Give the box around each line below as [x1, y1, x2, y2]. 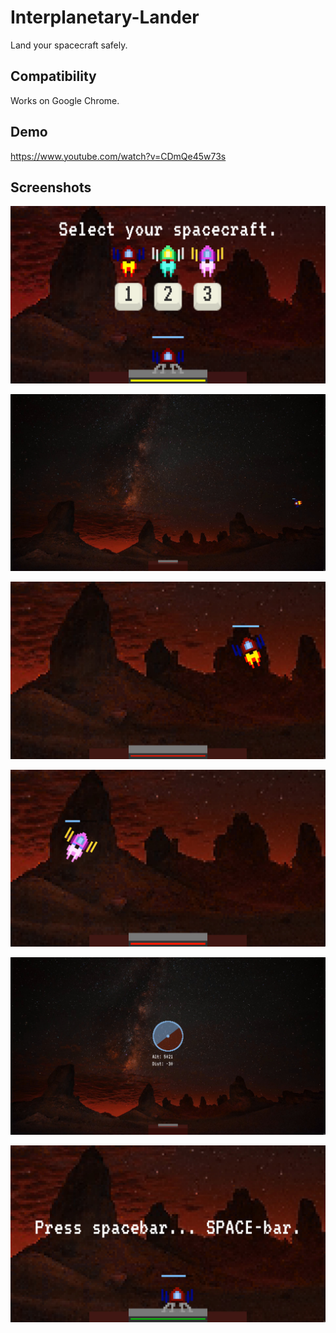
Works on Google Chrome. [10, 94, 120, 106]
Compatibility [10, 68, 97, 85]
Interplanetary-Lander [10, 6, 200, 29]
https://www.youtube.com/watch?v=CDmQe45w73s [10, 150, 227, 162]
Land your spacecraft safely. [10, 39, 128, 51]
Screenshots [10, 179, 92, 196]
